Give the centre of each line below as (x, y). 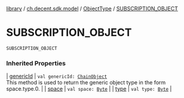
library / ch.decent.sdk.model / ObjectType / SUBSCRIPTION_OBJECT (92, 9)
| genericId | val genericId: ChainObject (57, 76)
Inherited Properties (36, 63)
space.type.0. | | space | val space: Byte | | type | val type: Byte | (89, 89)
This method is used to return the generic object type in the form (86, 83)
